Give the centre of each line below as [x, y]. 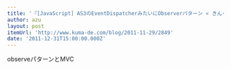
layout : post [26, 26]
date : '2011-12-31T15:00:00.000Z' [57, 39]
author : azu [24, 20]
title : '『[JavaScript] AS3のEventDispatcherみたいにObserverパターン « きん [115, 13]
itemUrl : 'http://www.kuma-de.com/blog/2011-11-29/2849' [90, 32]
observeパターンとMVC [41, 59]
